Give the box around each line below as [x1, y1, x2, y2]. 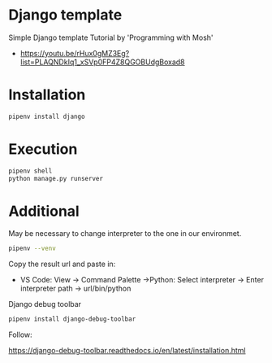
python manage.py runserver [8, 174, 104, 182]
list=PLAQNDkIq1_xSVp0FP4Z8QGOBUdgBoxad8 [19, 57, 185, 67]
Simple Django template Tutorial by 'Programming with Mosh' [8, 33, 214, 42]
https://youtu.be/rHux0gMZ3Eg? [19, 48, 130, 58]
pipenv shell [8, 167, 53, 175]
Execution [8, 140, 78, 158]
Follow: [8, 330, 32, 339]
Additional [8, 202, 80, 221]
